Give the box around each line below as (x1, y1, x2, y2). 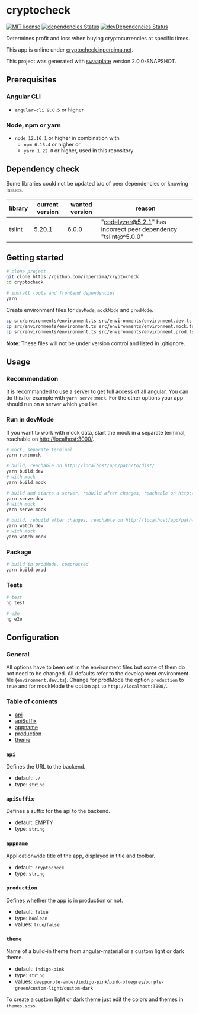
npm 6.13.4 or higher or (23, 141, 81, 148)
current (37, 200, 59, 208)
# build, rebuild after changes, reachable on (6, 517, 123, 524)
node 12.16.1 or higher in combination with (14, 134, 120, 141)
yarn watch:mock (6, 534, 46, 540)
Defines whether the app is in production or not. (6, 897, 123, 904)
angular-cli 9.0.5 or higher (14, 106, 84, 113)
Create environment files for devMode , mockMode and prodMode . (6, 306, 154, 313)
